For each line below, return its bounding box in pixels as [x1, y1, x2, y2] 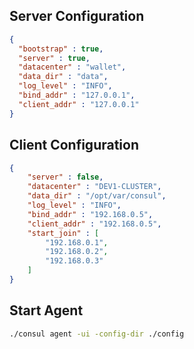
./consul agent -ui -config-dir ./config [9, 329, 185, 339]
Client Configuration [9, 137, 140, 154]
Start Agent [9, 302, 84, 319]
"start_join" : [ [27, 228, 100, 238]
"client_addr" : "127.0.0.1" [18, 99, 140, 109]
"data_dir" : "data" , [18, 72, 109, 82]
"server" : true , [18, 53, 91, 63]
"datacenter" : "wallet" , [18, 62, 127, 73]
